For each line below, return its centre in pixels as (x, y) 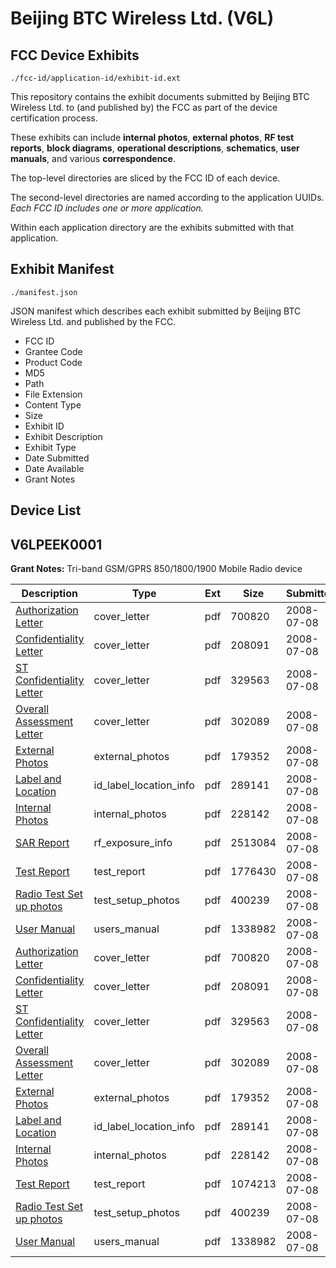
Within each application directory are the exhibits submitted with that (152, 227)
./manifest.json (44, 292)
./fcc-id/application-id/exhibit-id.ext (96, 78)
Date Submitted (57, 458)
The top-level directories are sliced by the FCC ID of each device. (145, 178)
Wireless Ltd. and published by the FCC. (93, 321)
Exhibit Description (63, 436)
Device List (46, 510)
